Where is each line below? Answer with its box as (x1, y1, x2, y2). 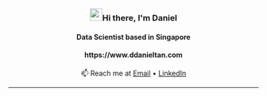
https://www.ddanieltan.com (84, 50, 183, 60)
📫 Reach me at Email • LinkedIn (80, 68, 187, 78)
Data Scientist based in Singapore (76, 32, 191, 41)
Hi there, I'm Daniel (102, 12, 177, 23)
